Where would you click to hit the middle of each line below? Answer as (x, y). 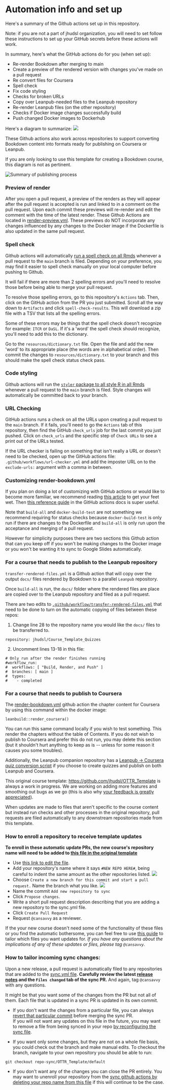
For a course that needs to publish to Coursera (64, 693)
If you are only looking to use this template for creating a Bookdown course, (84, 159)
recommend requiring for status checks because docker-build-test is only (83, 518)
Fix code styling (29, 91)
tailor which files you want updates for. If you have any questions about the (84, 939)
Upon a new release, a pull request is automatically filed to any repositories (84, 969)
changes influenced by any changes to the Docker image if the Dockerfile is (84, 226)
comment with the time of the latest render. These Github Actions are (77, 215)
